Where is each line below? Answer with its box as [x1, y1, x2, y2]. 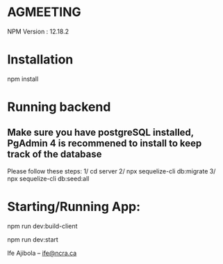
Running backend [7, 99, 111, 115]
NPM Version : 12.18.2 [7, 27, 69, 36]
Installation [7, 52, 74, 68]
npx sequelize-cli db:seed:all [7, 174, 90, 183]
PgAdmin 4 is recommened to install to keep [7, 137, 202, 150]
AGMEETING [7, 4, 81, 20]
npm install [7, 75, 39, 83]
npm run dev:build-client [7, 222, 78, 230]
